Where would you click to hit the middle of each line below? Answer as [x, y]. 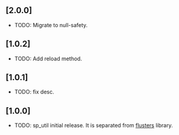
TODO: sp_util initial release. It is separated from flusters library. [93, 125]
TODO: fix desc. [34, 92]
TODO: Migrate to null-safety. [51, 25]
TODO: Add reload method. [48, 58]
